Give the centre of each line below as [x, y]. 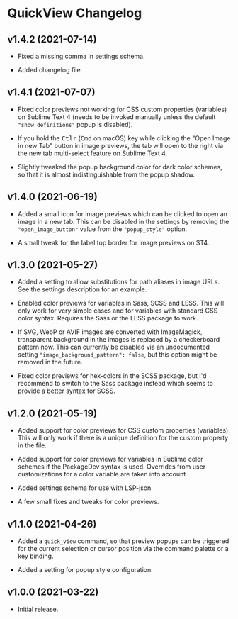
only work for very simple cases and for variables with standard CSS [118, 311]
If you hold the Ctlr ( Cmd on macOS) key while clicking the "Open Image [124, 138]
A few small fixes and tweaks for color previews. [88, 502]
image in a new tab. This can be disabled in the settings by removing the [123, 221]
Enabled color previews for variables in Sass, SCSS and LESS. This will [121, 303]
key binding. [35, 556]
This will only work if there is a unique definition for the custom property [123, 438]
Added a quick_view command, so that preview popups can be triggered [123, 541]
